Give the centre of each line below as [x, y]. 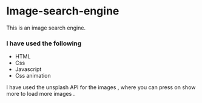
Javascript [28, 69]
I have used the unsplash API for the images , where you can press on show [101, 87]
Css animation [33, 76]
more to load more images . [41, 94]
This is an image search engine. [46, 28]
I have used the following [44, 43]
